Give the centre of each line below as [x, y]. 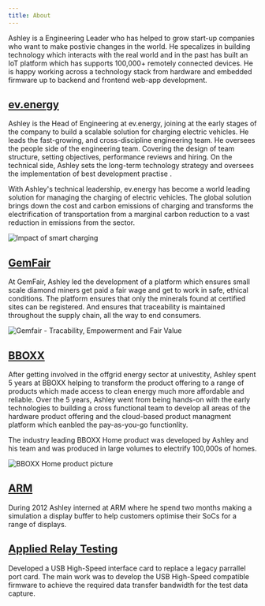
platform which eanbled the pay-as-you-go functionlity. [98, 425]
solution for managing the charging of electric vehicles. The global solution [130, 197]
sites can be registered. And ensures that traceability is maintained [117, 307]
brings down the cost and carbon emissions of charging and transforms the [131, 206]
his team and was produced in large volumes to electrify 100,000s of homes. [132, 449]
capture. [22, 593]
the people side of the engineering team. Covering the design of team [121, 149]
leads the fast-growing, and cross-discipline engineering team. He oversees [132, 140]
